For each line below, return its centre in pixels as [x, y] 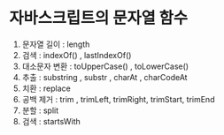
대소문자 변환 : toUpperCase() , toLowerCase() [105, 66]
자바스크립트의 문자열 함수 [99, 18]
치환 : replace [46, 88]
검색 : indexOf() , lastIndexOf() [77, 55]
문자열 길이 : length [56, 44]
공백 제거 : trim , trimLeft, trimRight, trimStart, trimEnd [118, 99]
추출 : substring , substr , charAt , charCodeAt [104, 77]
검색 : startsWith [51, 121]
